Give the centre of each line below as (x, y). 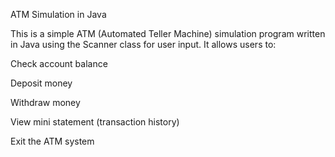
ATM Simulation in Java (58, 14)
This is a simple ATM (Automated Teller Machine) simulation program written (168, 33)
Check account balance (59, 63)
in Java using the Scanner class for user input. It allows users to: (143, 44)
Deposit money (41, 83)
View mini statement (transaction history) (95, 122)
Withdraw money (45, 102)
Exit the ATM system (52, 141)
